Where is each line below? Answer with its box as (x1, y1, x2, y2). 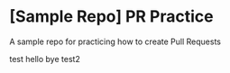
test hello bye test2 (9, 53, 81, 64)
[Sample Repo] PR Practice (9, 6, 214, 27)
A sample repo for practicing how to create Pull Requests (9, 36, 221, 47)
